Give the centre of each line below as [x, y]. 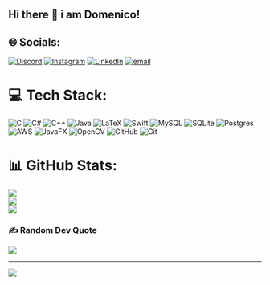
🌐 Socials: [35, 42]
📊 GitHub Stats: [63, 166]
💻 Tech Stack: [58, 95]
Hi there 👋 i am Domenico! [74, 15]
